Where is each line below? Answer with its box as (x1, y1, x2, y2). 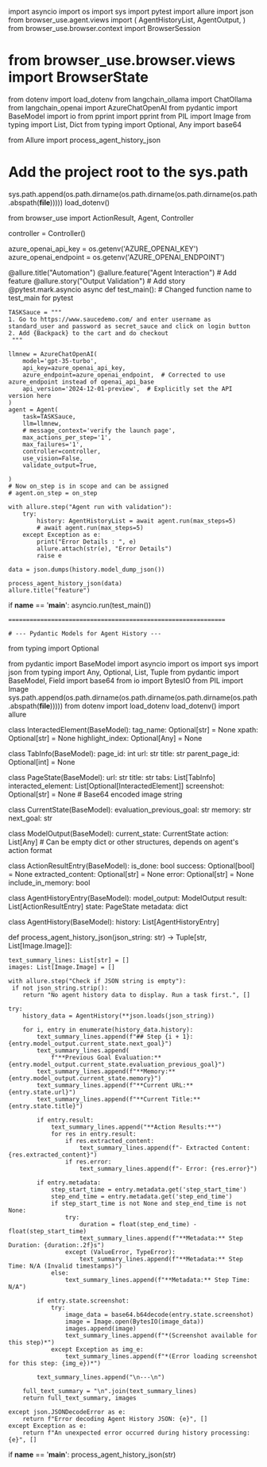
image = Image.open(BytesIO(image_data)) (64, 1318, 204, 1326)
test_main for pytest (8, 293, 74, 303)
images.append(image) (64, 1324, 137, 1333)
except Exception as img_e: (50, 1345, 145, 1353)
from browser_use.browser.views (8, 52, 236, 70)
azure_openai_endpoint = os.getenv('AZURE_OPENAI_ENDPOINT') (8, 252, 225, 261)
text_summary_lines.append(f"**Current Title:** (37, 1095, 201, 1103)
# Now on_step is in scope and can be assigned (8, 482, 169, 490)
